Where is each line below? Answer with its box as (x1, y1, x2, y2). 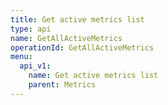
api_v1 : (19, 61, 52, 71)
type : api (10, 24, 52, 34)
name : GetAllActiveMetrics (10, 33, 123, 43)
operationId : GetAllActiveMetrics (10, 42, 155, 53)
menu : (10, 52, 33, 62)
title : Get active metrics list (10, 14, 145, 25)
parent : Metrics (28, 80, 97, 90)
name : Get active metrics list (28, 71, 159, 81)
